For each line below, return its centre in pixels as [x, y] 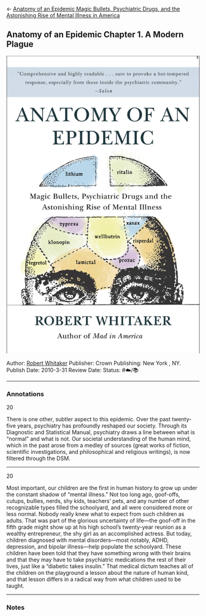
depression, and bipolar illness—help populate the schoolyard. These [94, 547]
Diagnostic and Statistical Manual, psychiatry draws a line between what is [101, 432]
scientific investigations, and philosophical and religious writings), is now [98, 452]
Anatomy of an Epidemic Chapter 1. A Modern [95, 35]
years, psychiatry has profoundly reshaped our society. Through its [102, 426]
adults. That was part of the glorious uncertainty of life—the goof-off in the [101, 521]
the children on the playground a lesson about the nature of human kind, [97, 573]
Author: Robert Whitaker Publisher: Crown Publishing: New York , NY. [94, 363]
